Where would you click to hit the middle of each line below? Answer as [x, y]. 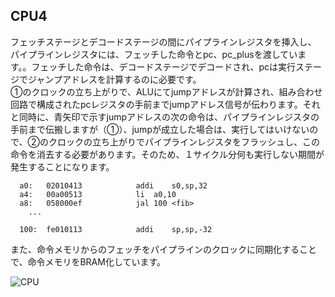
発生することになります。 [62, 166]
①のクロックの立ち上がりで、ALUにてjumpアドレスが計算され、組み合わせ [166, 91]
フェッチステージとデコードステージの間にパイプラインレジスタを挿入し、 [163, 41]
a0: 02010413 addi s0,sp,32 [113, 185]
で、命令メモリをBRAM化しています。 [88, 261]
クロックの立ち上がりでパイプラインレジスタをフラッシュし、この [184, 141]
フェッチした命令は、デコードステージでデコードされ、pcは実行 [164, 66]
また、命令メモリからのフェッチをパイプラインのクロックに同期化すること [163, 249]
